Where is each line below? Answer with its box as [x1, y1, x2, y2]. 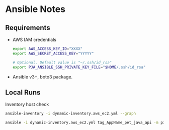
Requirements [5, 23, 50, 32]
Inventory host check [5, 101, 49, 107]
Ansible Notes [5, 3, 66, 15]
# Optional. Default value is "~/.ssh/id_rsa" [12, 60, 112, 65]
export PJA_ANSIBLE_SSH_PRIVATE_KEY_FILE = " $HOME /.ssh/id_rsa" [12, 64, 146, 69]
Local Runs [5, 88, 41, 96]
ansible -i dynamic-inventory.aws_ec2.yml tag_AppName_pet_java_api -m [5, 120, 158, 125]
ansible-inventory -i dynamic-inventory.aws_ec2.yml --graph [5, 111, 136, 116]
